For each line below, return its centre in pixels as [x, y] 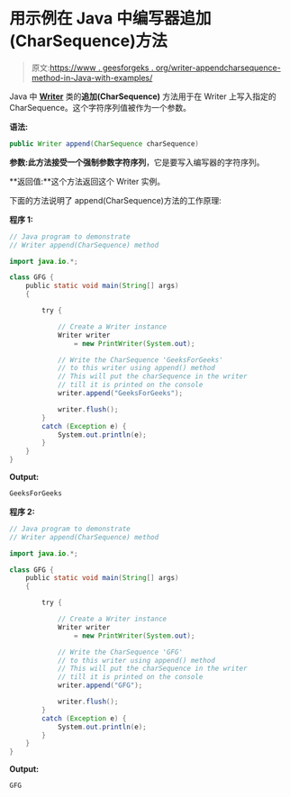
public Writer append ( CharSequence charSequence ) [104, 144]
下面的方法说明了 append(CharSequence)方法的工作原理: [116, 200]
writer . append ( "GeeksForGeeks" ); [120, 394]
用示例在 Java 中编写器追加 [110, 18]
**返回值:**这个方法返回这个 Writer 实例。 [87, 181]
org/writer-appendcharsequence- [218, 68]
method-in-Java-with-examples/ [92, 77]
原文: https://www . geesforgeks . [92, 68]
